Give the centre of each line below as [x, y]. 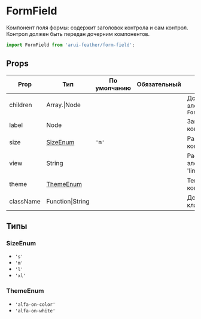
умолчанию [113, 88]
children [21, 105]
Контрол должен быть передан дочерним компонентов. [78, 34]
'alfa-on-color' [35, 304]
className [25, 201]
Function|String [68, 201]
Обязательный [159, 84]
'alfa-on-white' [35, 311]
